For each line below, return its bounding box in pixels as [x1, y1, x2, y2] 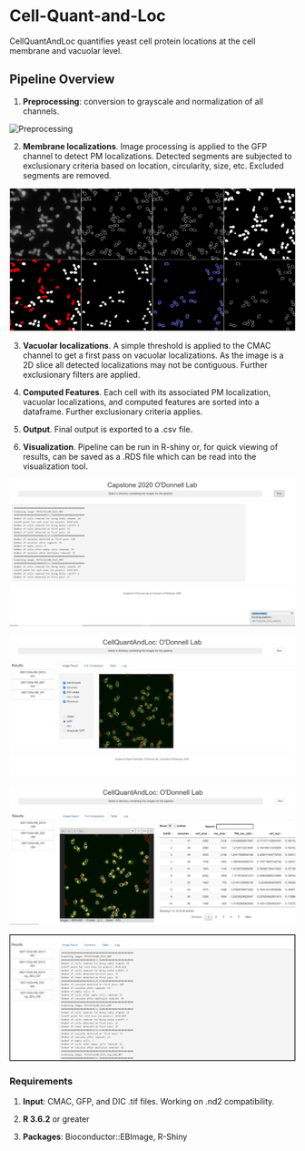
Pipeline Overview [9, 72, 115, 87]
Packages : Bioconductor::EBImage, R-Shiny [22, 1131, 188, 1142]
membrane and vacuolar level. [9, 45, 123, 56]
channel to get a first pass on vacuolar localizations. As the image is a [22, 350, 284, 361]
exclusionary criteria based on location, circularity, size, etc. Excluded [22, 160, 284, 171]
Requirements [9, 1075, 74, 1088]
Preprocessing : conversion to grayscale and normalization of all [22, 96, 263, 107]
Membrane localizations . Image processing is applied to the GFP [22, 140, 268, 151]
